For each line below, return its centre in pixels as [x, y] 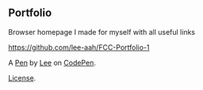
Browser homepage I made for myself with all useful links [102, 32]
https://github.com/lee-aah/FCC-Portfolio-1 [79, 47]
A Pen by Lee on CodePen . [52, 62]
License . [22, 77]
